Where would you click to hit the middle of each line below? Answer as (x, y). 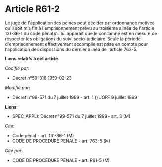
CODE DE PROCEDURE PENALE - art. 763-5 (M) (61, 141)
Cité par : (14, 150)
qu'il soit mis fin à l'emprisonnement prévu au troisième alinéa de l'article (80, 28)
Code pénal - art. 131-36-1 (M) (43, 135)
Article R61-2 (33, 9)
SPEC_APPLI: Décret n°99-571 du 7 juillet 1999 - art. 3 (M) (71, 116)
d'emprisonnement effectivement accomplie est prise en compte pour (77, 44)
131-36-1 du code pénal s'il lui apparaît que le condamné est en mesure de (81, 33)
